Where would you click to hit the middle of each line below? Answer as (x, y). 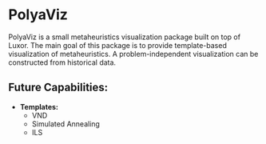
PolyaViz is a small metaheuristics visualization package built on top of (125, 37)
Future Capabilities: (58, 88)
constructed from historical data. (62, 62)
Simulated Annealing (66, 124)
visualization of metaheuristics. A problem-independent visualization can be (133, 54)
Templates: (39, 106)
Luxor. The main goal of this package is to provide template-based (118, 45)
